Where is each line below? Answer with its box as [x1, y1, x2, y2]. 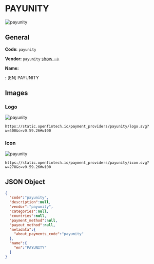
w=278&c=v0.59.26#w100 [5, 164, 51, 169]
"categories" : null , [9, 209, 49, 214]
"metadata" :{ [9, 227, 36, 232]
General [5, 33, 30, 42]
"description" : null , [9, 200, 51, 205]
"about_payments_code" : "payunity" [14, 232, 84, 237]
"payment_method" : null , [9, 218, 58, 223]
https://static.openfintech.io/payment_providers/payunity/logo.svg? [5, 124, 150, 129]
